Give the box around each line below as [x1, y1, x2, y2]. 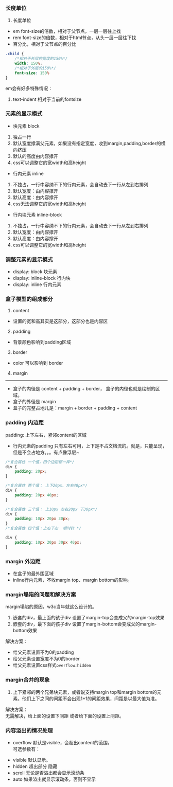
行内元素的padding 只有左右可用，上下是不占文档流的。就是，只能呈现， [12, 442, 167, 449]
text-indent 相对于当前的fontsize [12, 96, 82, 102]
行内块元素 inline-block [12, 211, 62, 218]
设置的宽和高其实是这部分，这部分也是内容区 [12, 318, 108, 325]
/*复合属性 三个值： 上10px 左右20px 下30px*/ [5, 507, 98, 512]
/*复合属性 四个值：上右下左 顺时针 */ [5, 526, 81, 531]
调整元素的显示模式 [5, 256, 53, 263]
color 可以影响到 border [12, 360, 63, 366]
